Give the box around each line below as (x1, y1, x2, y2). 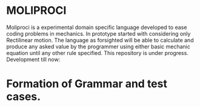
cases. (6, 90, 41, 103)
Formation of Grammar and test (6, 77, 168, 91)
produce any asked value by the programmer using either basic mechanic (6, 43, 191, 50)
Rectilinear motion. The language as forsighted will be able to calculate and (6, 36, 194, 44)
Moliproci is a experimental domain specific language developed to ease (6, 24, 187, 31)
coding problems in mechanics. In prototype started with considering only (6, 30, 191, 37)
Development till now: (6, 56, 61, 63)
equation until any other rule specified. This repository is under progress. (6, 49, 189, 56)
